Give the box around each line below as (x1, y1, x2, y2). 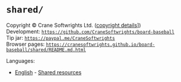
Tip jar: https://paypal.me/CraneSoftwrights (6, 34, 115, 41)
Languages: (6, 57, 35, 64)
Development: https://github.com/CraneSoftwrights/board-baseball (6, 28, 175, 35)
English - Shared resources (14, 68, 82, 75)
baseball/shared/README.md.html (6, 46, 86, 53)
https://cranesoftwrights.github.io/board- (46, 42, 155, 48)
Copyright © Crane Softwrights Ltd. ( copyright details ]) (6, 21, 141, 29)
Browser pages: (6, 40, 45, 48)
